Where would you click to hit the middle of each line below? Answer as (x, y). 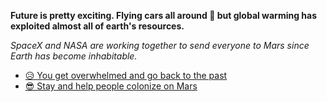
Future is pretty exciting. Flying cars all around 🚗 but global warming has (164, 15)
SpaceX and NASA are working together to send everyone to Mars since (160, 45)
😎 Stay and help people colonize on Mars (111, 86)
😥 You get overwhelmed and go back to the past (126, 75)
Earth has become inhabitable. (74, 56)
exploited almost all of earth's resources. (97, 26)
